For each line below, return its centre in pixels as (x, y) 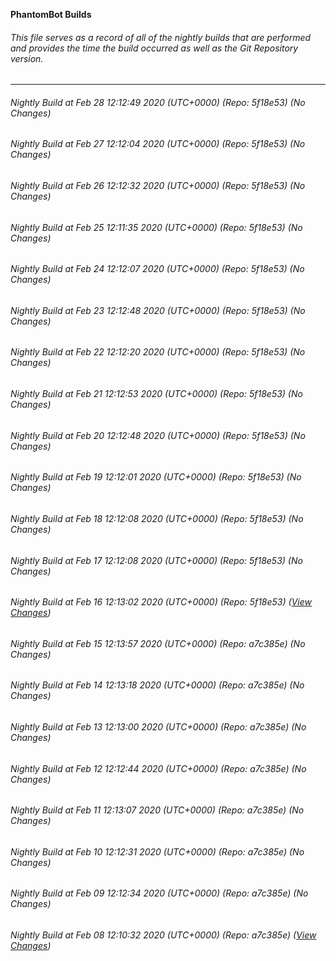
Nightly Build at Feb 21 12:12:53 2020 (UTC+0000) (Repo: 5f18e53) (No (156, 394)
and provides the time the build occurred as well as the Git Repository (154, 48)
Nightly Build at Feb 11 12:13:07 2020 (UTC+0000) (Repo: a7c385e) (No (157, 810)
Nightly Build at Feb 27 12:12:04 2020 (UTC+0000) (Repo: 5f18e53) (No (158, 144)
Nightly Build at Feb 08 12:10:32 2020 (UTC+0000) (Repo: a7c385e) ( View (163, 935)
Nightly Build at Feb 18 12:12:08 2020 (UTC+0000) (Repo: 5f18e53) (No (157, 518)
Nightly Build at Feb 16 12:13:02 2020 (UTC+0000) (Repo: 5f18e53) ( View (161, 602)
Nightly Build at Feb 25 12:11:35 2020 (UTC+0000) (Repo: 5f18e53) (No (156, 227)
